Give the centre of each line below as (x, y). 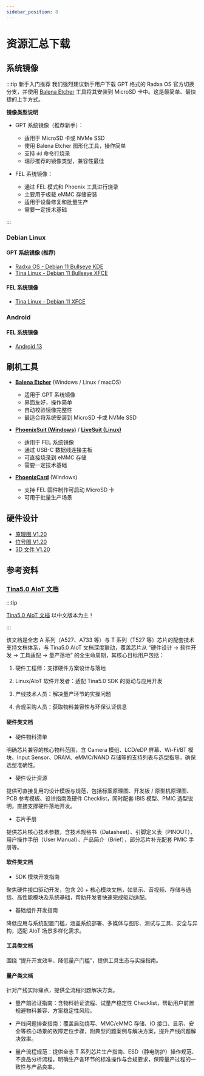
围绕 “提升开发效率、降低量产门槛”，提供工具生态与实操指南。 (84, 960)
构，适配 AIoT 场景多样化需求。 (46, 931)
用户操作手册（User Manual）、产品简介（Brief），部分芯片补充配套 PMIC (97, 839)
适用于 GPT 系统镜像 (50, 394)
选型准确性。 (22, 765)
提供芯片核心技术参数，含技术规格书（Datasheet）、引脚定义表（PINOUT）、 (101, 831)
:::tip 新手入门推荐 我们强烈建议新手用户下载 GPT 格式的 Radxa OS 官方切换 (100, 84)
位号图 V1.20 (31, 541)
